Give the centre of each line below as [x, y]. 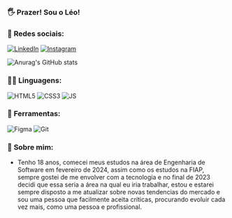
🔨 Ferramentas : [34, 114]
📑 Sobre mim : [30, 147]
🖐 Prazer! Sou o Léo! [44, 12]
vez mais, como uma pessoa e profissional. [79, 207]
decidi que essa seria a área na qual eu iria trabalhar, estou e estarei [116, 184]
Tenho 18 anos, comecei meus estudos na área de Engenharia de [111, 162]
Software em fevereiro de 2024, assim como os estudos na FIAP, [111, 170]
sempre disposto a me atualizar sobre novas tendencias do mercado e [118, 192]
